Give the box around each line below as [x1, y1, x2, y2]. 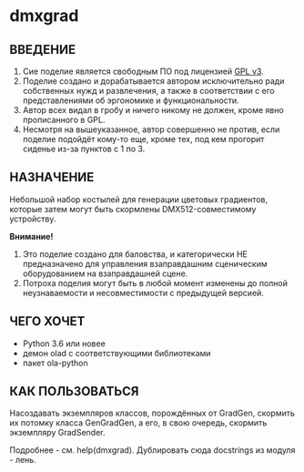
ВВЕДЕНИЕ [9, 42, 76, 57]
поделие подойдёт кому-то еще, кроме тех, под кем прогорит [22, 134, 265, 144]
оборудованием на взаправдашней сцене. [22, 268, 188, 279]
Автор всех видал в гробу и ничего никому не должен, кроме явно [22, 105, 284, 115]
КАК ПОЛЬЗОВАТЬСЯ [9, 384, 139, 399]
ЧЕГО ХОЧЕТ [9, 313, 86, 329]
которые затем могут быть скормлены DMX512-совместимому [9, 203, 257, 214]
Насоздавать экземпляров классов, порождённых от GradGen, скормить [9, 407, 296, 419]
